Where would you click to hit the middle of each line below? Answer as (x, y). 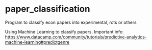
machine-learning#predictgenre (37, 42)
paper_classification (48, 9)
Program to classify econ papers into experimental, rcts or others (71, 22)
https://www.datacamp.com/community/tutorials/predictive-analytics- (76, 37)
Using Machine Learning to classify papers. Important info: (64, 32)
